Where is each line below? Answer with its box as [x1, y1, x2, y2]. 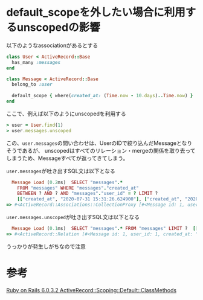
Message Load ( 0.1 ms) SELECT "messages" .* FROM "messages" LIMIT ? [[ [11, 226, 199, 232]
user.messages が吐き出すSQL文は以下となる [6, 167, 116, 174]
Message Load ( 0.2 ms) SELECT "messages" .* [11, 179, 123, 185]
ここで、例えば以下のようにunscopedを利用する [6, 110, 127, 117]
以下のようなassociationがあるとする [6, 42, 98, 49]
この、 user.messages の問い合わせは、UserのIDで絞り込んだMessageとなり [6, 139, 192, 147]
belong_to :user [11, 81, 53, 88]
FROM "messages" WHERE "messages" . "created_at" [17, 185, 139, 191]
